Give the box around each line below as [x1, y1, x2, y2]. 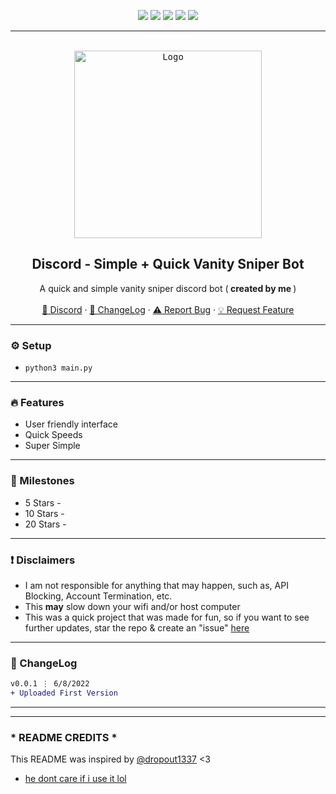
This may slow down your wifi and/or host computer [24, 601, 241, 612]
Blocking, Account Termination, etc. [24, 590, 173, 602]
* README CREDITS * [10, 730, 118, 744]
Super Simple [24, 440, 81, 452]
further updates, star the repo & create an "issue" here [24, 622, 250, 634]
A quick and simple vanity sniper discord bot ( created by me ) [39, 282, 297, 294]
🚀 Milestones [10, 474, 75, 488]
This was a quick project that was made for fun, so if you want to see [24, 611, 310, 623]
